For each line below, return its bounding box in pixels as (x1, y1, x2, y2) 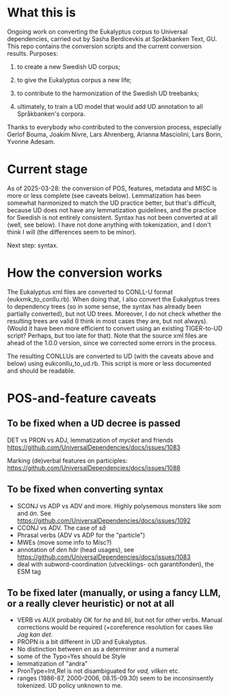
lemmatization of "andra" (16, 660, 88, 668)
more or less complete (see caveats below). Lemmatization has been (7, 191, 202, 199)
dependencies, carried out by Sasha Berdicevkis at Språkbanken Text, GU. (7, 34, 217, 42)
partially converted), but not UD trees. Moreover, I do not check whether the (7, 310, 221, 318)
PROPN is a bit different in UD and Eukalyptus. (16, 638, 148, 646)
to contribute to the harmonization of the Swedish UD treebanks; (16, 89, 200, 97)
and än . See (16, 509, 51, 517)
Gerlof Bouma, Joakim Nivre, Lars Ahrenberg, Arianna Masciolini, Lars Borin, (7, 130, 223, 138)
